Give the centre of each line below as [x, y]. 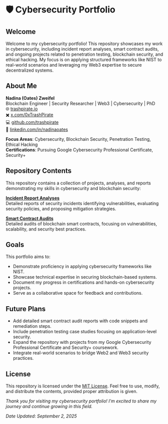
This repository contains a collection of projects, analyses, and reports [78, 183]
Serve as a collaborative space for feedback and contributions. [78, 293]
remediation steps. [32, 326]
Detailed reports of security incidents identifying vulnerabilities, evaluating [82, 203]
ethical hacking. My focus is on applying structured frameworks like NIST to [84, 60]
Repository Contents [39, 171]
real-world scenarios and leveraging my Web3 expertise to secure [74, 65]
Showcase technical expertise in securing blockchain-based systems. [85, 277]
